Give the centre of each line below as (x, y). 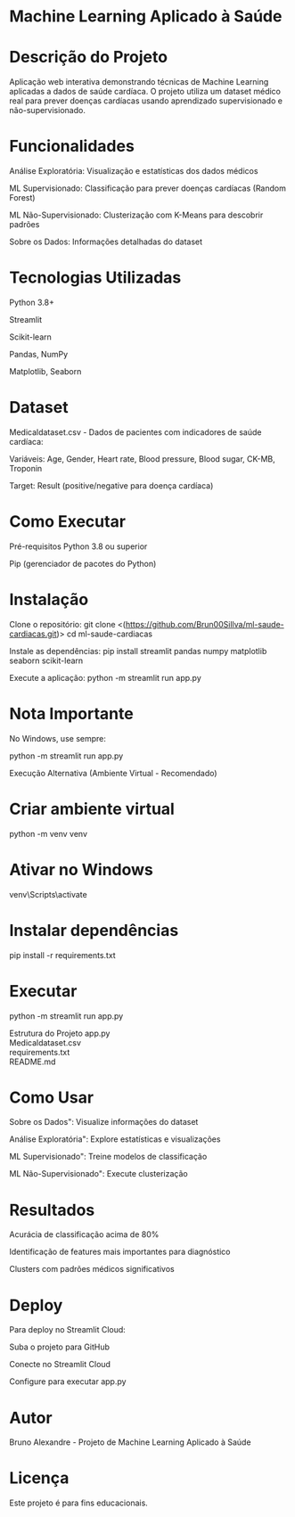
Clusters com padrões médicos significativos (92, 1269)
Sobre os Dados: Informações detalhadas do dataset (106, 242)
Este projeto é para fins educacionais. (79, 1503)
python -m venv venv (48, 833)
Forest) (22, 198)
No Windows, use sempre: (58, 738)
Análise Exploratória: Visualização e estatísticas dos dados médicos (134, 171)
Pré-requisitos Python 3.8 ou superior (78, 546)
